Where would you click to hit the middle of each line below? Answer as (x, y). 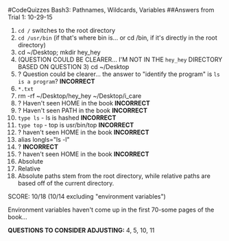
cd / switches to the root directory (67, 30)
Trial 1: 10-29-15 (31, 17)
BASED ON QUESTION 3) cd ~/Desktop (73, 67)
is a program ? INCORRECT (56, 81)
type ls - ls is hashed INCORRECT (67, 118)
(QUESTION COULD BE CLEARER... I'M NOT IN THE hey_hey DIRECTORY (120, 60)
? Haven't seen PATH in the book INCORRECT (83, 110)
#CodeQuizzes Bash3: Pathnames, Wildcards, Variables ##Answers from (111, 10)
